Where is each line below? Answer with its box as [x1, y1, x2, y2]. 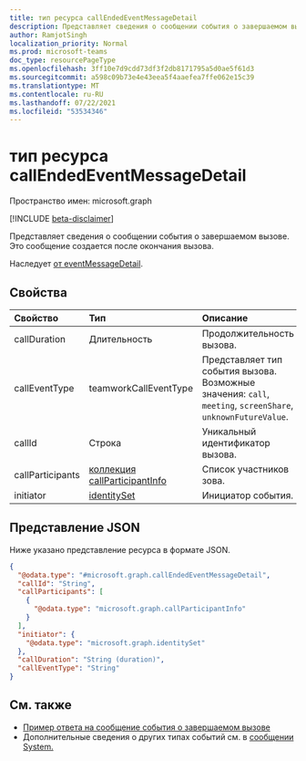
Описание [201, 312, 249, 324]
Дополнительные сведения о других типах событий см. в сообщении [22, 731, 294, 742]
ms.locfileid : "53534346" [9, 107, 107, 116]
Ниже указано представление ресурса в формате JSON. [9, 544, 230, 555]
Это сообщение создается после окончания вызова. [9, 241, 214, 252]
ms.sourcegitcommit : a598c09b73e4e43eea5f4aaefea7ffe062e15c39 [9, 73, 255, 82]
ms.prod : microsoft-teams [9, 47, 107, 57]
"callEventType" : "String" [17, 663, 120, 673]
